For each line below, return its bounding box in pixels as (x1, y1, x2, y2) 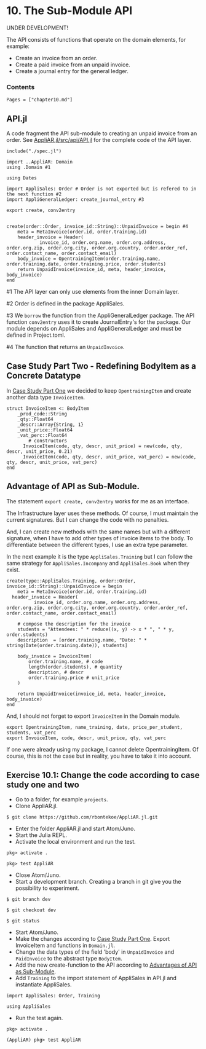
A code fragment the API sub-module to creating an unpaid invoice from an (6, 130, 197, 137)
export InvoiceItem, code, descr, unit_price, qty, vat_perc (6, 735, 167, 741)
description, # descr (28, 669, 84, 675)
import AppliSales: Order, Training (6, 993, 100, 999)
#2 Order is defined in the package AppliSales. (6, 300, 125, 307)
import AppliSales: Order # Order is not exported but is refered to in (6, 186, 197, 192)
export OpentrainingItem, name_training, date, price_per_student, (6, 724, 183, 730)
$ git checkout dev (6, 907, 57, 913)
